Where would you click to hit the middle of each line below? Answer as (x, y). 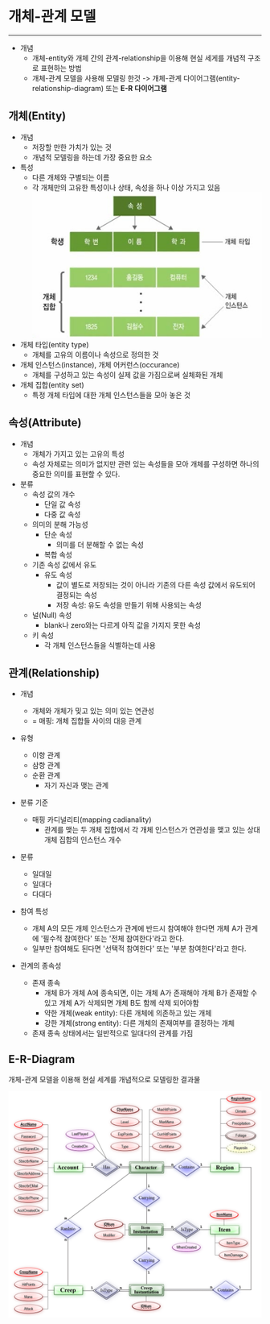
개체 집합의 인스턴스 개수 (83, 840)
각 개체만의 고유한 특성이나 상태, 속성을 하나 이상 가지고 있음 (126, 187)
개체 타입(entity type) (54, 344)
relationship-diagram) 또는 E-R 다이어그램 (99, 88)
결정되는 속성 (77, 595)
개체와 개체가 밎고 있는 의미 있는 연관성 (93, 711)
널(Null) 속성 (52, 615)
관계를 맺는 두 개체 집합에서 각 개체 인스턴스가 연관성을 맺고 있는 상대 (152, 830)
